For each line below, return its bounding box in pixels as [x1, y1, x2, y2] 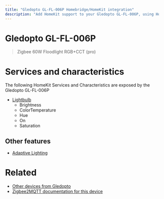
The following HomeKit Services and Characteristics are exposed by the [5, 82, 150, 88]
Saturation [19, 123, 41, 129]
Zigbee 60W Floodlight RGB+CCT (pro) [17, 49, 96, 55]
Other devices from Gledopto [12, 183, 71, 189]
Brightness [19, 102, 41, 108]
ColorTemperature [19, 107, 56, 113]
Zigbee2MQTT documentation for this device [12, 189, 103, 195]
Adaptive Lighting [12, 150, 48, 156]
